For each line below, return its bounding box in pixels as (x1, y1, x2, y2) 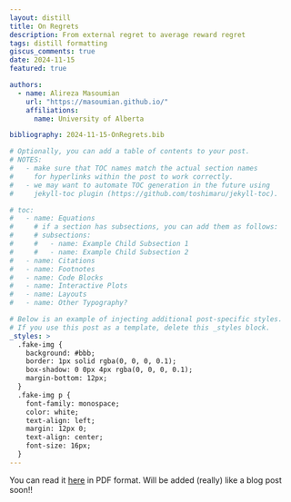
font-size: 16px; (25, 441, 92, 450)
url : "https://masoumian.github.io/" (25, 97, 169, 106)
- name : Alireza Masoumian (17, 88, 120, 98)
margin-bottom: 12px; (25, 374, 107, 383)
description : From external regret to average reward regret (9, 30, 246, 39)
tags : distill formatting (9, 38, 107, 48)
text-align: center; (25, 433, 104, 442)
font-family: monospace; (25, 399, 120, 408)
